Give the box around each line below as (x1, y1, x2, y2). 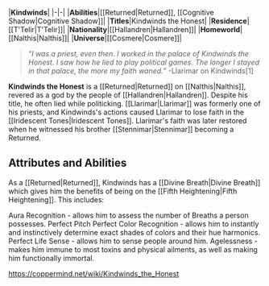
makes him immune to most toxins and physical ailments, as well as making (8, 244, 258, 254)
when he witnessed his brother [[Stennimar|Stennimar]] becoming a (8, 125, 234, 134)
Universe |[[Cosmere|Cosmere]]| (73, 33, 183, 43)
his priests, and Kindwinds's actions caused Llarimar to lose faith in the (8, 107, 244, 117)
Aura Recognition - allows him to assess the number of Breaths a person (8, 210, 249, 220)
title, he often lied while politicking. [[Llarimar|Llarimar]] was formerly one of (8, 99, 261, 108)
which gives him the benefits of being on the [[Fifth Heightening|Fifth (8, 186, 238, 196)
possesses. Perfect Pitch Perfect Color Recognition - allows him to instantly (8, 218, 259, 229)
